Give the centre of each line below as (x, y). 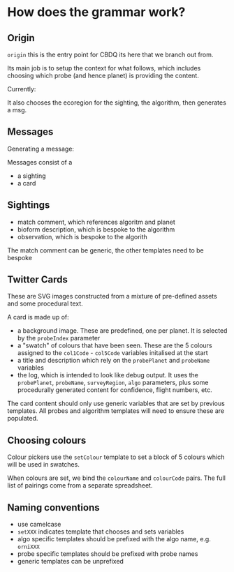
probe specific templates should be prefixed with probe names (108, 554)
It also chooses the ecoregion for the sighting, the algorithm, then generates (117, 103)
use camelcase (39, 525)
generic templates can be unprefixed (71, 562)
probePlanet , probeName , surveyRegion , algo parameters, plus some (113, 383)
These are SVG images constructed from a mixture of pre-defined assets (112, 296)
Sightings (29, 205)
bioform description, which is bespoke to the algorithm (96, 229)
